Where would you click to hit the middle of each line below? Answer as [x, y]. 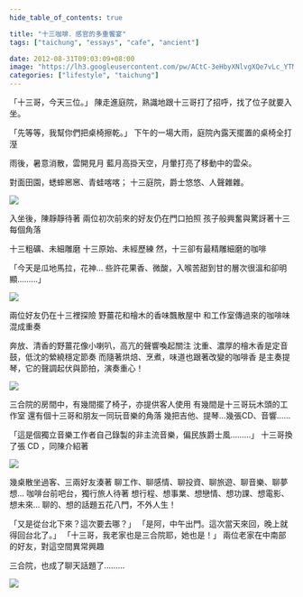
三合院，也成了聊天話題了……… [67, 565]
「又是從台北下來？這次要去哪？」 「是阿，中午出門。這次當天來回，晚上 [145, 524]
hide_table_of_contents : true [66, 18]
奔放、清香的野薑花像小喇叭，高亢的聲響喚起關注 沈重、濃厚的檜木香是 [141, 345]
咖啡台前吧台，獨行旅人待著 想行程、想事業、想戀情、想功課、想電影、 [158, 493]
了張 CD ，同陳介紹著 [49, 446]
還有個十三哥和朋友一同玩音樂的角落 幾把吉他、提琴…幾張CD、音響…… [159, 415]
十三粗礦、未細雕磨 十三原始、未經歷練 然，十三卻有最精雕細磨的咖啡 [138, 248]
